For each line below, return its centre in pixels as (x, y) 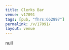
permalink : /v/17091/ (28, 24)
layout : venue (20, 29)
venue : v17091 (20, 15)
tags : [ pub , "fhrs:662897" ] (35, 19)
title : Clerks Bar (25, 10)
